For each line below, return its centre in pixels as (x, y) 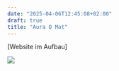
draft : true (25, 20)
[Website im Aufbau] (37, 47)
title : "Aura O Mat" (38, 27)
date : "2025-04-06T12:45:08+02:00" (60, 14)
